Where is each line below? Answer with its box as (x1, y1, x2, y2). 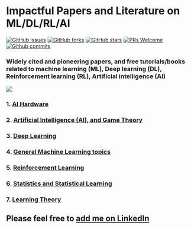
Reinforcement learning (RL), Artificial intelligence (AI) (6, 72, 166, 80)
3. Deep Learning (6, 132, 57, 140)
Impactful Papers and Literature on (6, 4, 180, 18)
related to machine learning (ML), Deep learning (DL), (6, 64, 162, 73)
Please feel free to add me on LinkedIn (6, 214, 150, 224)
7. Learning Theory (6, 195, 61, 204)
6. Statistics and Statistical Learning (6, 179, 112, 188)
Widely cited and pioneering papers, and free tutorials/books (6, 57, 185, 66)
